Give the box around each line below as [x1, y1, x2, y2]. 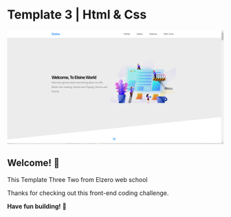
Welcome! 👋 [7, 157, 60, 169]
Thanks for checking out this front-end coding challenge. [7, 189, 169, 197]
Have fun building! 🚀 [7, 202, 67, 210]
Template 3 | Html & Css [7, 7, 147, 23]
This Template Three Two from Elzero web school [7, 175, 148, 183]
